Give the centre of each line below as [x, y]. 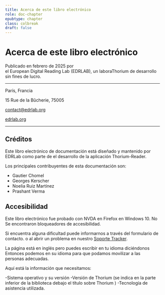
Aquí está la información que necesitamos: [48, 268]
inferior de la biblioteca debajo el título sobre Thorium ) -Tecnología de [77, 283]
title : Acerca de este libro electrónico [48, 10]
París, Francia [19, 91]
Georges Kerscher [31, 181]
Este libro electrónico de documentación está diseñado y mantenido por [78, 151]
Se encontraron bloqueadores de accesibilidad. [53, 224]
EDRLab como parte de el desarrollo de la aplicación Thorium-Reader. [76, 156]
